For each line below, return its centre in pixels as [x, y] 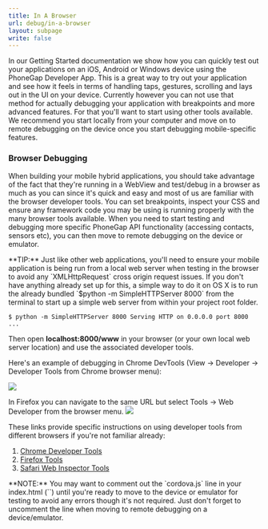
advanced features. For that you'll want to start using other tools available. [131, 112]
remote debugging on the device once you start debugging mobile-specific [132, 129]
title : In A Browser [43, 16]
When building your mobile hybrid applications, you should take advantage [132, 176]
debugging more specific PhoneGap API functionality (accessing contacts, [131, 227]
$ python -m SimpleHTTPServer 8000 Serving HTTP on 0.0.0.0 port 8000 [128, 317]
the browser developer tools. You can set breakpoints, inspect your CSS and [134, 201]
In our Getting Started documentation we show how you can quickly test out [134, 61]
